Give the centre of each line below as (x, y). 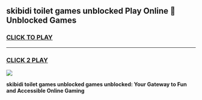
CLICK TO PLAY (29, 38)
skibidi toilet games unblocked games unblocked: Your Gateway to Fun (97, 84)
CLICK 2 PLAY (27, 60)
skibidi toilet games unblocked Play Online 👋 (91, 11)
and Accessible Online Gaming (45, 90)
